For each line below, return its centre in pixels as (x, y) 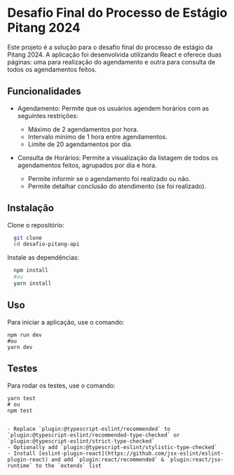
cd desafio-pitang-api (47, 244)
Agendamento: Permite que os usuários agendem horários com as (113, 108)
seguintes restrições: (48, 115)
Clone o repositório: (36, 225)
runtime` (20, 466)
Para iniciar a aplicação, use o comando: (66, 322)
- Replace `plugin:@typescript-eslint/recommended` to (89, 429)
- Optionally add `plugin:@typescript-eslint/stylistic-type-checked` (112, 447)
